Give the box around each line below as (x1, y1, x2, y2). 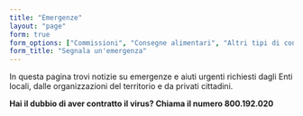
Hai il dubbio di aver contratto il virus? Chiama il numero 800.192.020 (9, 98, 274, 109)
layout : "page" (9, 22, 67, 31)
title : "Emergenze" (9, 13, 83, 22)
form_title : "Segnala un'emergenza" (9, 47, 147, 56)
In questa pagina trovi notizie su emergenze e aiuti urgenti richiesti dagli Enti (9, 71, 293, 82)
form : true (9, 30, 50, 39)
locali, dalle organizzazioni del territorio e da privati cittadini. (9, 81, 234, 92)
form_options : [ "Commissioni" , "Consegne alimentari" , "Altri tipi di (9, 38, 280, 48)
